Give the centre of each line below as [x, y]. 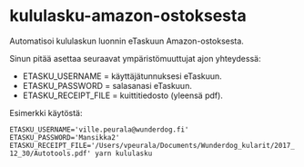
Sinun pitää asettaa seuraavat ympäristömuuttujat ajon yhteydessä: [135, 58]
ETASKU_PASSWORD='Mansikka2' [65, 137]
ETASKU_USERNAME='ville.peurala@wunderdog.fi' [99, 129]
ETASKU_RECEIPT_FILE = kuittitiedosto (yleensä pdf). [122, 95]
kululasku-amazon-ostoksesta [128, 16]
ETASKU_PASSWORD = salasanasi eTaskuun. [107, 85]
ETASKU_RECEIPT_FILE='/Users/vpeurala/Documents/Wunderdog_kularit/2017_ [152, 145]
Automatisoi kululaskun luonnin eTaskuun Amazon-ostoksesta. [127, 41]
